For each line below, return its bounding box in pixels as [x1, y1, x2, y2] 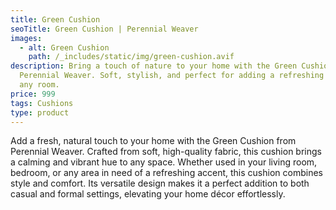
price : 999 [10, 89, 56, 99]
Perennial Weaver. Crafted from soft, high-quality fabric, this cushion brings [10, 146, 322, 158]
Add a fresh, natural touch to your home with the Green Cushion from [10, 135, 297, 147]
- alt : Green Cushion [19, 42, 110, 53]
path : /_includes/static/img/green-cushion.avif [28, 52, 235, 62]
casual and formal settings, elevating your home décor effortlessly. [10, 188, 286, 200]
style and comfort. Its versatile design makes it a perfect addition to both [10, 177, 310, 190]
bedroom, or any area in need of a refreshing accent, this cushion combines [10, 167, 323, 179]
